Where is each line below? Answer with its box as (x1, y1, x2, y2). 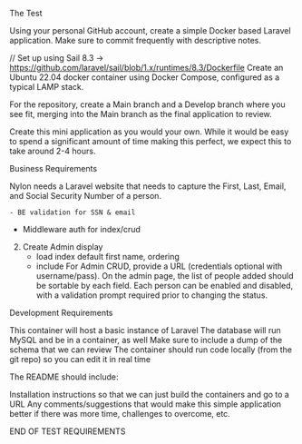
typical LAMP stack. (9, 82, 84, 92)
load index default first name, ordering (35, 252, 180, 261)
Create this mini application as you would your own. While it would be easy (9, 126, 289, 137)
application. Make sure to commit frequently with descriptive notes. (9, 35, 261, 45)
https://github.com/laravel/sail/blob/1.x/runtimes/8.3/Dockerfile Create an (9, 63, 284, 73)
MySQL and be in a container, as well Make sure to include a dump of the (9, 335, 283, 345)
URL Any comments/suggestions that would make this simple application (9, 399, 282, 409)
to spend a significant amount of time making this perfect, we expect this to (9, 136, 292, 146)
